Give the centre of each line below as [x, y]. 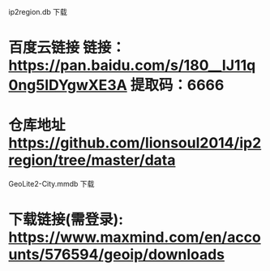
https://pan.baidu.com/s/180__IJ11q [132, 65]
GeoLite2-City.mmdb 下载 [51, 184]
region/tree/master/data [92, 160]
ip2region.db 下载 [38, 12]
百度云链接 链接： [67, 48]
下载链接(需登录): [66, 219]
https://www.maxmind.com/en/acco [135, 237]
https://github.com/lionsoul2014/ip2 [135, 143]
